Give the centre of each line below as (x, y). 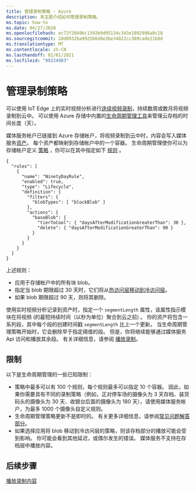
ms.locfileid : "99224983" (37, 60)
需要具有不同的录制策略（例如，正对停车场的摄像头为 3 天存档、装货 (107, 394)
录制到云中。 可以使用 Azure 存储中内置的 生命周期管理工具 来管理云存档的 (94, 116)
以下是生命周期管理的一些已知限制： (50, 375)
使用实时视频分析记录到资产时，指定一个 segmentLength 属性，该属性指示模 (96, 310)
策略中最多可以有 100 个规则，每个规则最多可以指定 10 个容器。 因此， (99, 387)
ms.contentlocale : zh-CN (36, 50)
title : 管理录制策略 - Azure (39, 11)
